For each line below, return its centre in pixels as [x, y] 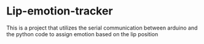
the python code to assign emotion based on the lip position [82, 34]
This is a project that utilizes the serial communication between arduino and [102, 28]
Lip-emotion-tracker [60, 11]
